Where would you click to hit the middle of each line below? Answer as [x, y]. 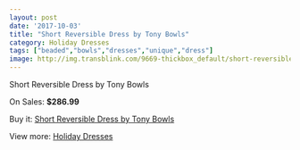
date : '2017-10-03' [46, 26]
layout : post [33, 17]
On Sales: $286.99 [45, 102]
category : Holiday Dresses [59, 42]
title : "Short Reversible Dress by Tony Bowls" [100, 34]
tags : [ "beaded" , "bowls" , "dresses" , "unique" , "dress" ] [112, 51]
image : [21, 59]
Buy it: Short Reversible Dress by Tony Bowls [92, 119]
